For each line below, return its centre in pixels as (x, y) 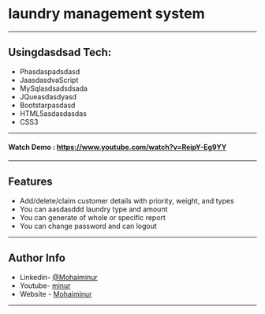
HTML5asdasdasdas (53, 113)
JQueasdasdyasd (48, 96)
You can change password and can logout (88, 226)
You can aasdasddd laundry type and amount (93, 209)
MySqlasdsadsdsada (54, 88)
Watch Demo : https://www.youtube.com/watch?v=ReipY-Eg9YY (118, 148)
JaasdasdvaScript (49, 80)
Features (30, 182)
